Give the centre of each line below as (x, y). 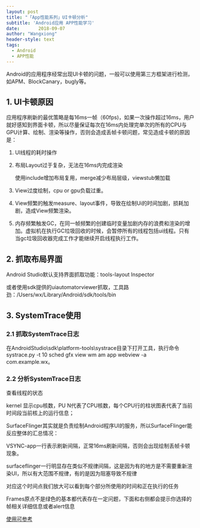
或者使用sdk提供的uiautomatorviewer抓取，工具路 (68, 287)
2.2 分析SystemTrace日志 (44, 379)
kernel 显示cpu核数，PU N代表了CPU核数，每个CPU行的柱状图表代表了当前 (99, 406)
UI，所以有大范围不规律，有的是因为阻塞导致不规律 (74, 474)
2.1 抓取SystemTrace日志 (43, 334)
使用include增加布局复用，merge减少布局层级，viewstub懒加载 (93, 178)
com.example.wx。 (30, 361)
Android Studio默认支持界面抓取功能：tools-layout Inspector (80, 275)
